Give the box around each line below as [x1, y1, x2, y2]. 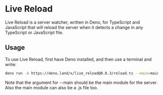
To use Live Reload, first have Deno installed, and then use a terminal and [5, 56, 152, 62]
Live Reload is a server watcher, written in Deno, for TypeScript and [5, 19, 140, 25]
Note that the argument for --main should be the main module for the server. [5, 80, 158, 85]
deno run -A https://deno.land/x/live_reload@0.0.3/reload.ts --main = [5, 71, 151, 76]
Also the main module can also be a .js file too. [5, 84, 98, 90]
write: [5, 61, 16, 67]
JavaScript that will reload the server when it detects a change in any [5, 24, 143, 30]
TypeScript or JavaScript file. [5, 29, 64, 35]
